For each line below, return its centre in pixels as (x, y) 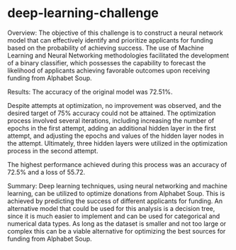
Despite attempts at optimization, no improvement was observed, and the (114, 105)
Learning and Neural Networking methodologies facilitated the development (118, 55)
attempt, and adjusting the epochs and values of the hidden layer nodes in (116, 136)
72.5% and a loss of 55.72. (46, 172)
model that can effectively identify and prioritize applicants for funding (110, 40)
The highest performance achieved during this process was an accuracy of (117, 164)
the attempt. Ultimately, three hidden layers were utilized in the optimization (118, 143)
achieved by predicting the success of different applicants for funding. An (115, 201)
